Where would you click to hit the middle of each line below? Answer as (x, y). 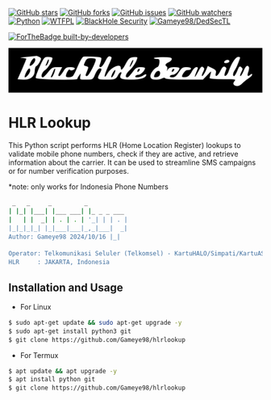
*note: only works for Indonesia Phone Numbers (89, 187)
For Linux (35, 306)
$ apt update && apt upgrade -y (63, 371)
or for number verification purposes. (69, 171)
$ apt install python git (52, 380)
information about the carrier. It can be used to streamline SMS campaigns (132, 162)
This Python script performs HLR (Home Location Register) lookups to (125, 145)
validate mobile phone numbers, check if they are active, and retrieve (123, 154)
